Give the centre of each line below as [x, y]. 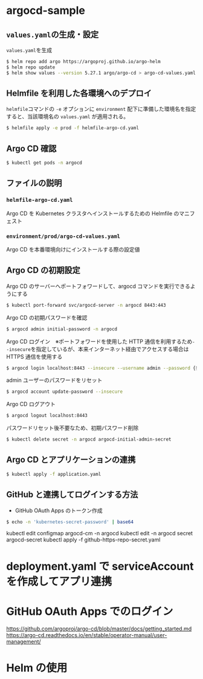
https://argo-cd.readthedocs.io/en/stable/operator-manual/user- [87, 635]
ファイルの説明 [34, 183]
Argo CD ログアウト [31, 404]
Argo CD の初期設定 [43, 270]
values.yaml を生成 [29, 50]
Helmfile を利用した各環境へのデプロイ [79, 94]
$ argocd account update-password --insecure [64, 392]
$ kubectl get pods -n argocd [44, 163]
